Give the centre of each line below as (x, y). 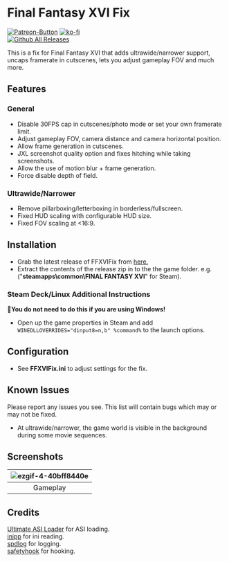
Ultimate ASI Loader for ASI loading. (58, 529)
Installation (32, 245)
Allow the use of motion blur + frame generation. (86, 168)
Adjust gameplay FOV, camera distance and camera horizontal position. (119, 138)
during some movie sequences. (62, 435)
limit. (24, 131)
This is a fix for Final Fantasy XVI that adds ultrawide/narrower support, (109, 53)
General (21, 109)
